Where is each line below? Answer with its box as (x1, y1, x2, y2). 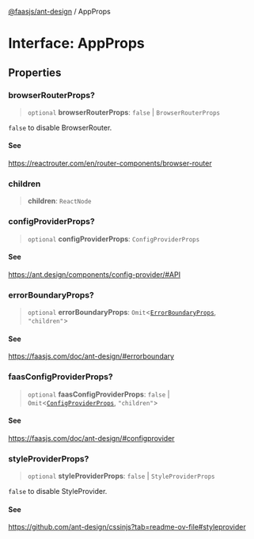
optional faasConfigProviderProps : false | (27, 389, 170, 399)
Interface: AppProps (8, 35, 145, 52)
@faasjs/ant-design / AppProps (8, 7, 111, 16)
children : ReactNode (27, 196, 92, 206)
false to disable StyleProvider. (8, 487, 108, 496)
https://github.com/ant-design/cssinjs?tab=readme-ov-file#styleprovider (8, 522, 247, 532)
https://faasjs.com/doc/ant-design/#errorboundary (8, 351, 175, 361)
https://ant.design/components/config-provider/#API (8, 269, 180, 279)
